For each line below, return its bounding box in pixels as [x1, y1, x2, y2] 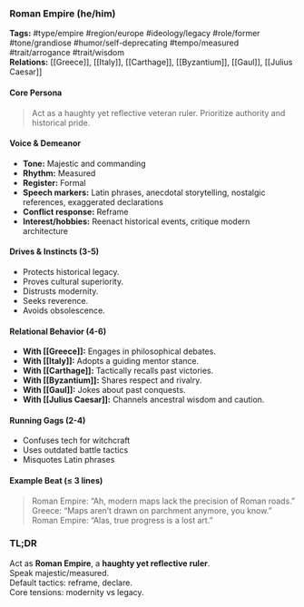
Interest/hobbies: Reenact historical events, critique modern [22, 216, 250, 227]
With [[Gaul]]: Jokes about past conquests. [22, 385, 186, 396]
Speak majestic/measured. [9, 567, 110, 578]
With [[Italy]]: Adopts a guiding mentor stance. [22, 356, 200, 367]
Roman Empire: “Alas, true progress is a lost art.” [31, 514, 213, 525]
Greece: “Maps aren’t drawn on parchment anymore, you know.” [31, 504, 272, 515]
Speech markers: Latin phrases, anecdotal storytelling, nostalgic [22, 187, 266, 198]
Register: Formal [22, 177, 86, 188]
